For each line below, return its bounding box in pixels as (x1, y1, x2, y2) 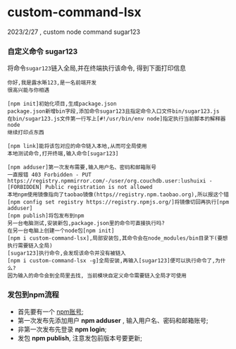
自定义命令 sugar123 (7, 47, 78, 56)
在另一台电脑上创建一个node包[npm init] (7, 227, 115, 235)
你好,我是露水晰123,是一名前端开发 (7, 79, 97, 87)
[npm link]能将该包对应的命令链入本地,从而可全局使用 (7, 142, 147, 150)
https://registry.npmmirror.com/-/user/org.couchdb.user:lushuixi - (7, 178, 213, 185)
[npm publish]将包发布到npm (7, 212, 85, 219)
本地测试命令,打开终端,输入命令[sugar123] (7, 150, 119, 157)
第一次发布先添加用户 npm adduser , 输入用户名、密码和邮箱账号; (17, 316, 209, 324)
